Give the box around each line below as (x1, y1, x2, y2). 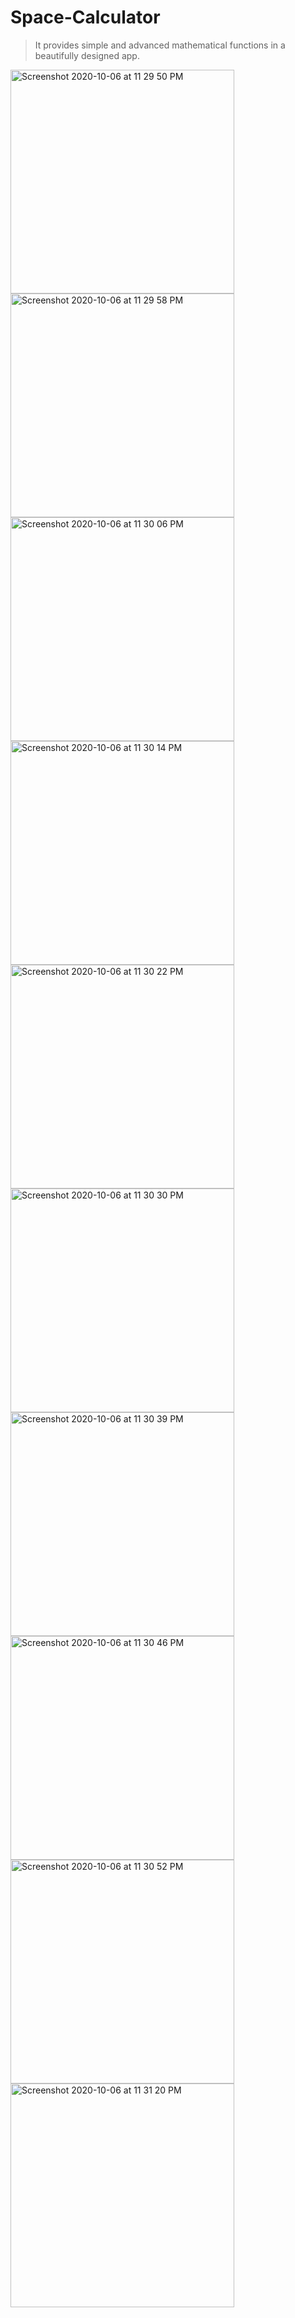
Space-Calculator (10, 6, 161, 29)
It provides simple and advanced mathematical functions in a (34, 39, 286, 51)
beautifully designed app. (34, 49, 140, 61)
